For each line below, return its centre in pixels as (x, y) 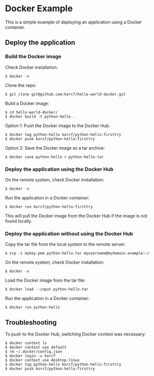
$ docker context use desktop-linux (42, 360)
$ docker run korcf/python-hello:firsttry (49, 207)
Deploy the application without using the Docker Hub (69, 234)
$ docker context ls (26, 343)
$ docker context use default (36, 348)
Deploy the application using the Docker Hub (59, 169)
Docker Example (39, 9)
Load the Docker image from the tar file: (45, 280)
